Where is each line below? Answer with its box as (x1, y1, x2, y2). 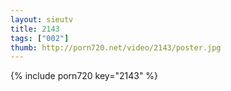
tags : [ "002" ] (10, 33, 70, 43)
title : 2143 (10, 24, 60, 34)
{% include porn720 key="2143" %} (10, 70, 159, 82)
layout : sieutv (10, 14, 74, 25)
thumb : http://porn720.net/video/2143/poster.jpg (10, 42, 222, 53)
